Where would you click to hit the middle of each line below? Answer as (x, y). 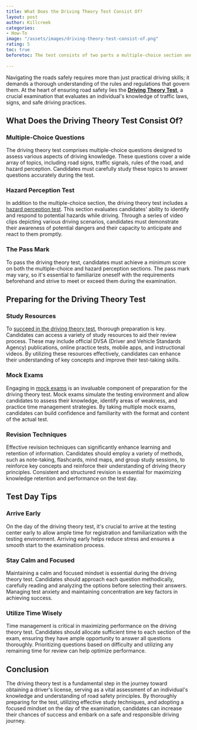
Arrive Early (23, 513)
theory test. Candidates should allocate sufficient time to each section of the (98, 632)
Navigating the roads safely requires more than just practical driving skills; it (98, 77)
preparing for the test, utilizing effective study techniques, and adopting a (95, 702)
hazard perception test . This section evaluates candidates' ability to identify (98, 209)
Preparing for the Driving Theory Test (76, 300)
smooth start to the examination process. (56, 545)
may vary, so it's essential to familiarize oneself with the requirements (90, 275)
